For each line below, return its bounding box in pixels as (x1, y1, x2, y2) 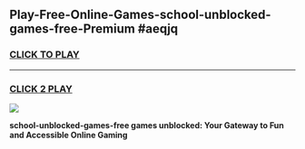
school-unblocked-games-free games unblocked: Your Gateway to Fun (9, 119, 284, 130)
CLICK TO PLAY (9, 49, 80, 61)
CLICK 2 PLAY (9, 82, 73, 95)
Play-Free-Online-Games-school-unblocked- (9, 7, 271, 23)
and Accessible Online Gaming (9, 129, 128, 140)
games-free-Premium (9, 22, 136, 37)
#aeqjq (137, 22, 179, 37)
